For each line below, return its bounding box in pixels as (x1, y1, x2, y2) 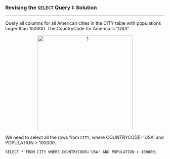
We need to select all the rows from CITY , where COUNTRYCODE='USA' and (5, 134, 164, 140)
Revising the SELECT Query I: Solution (5, 4, 97, 11)
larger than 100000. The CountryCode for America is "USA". (5, 26, 131, 32)
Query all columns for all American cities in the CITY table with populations (5, 20, 161, 26)
